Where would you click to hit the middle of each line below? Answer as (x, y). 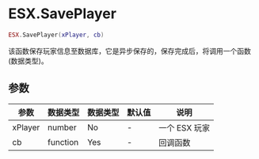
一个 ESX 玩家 (184, 127)
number (62, 127)
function (63, 142)
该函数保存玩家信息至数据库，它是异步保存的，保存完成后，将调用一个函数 (129, 51)
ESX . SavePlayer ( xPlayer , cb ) (56, 35)
